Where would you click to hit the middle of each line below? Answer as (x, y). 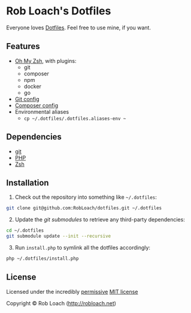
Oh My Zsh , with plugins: (46, 60)
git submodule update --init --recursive (59, 236)
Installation (28, 183)
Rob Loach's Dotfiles (59, 11)
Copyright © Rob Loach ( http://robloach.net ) (61, 303)
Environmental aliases (42, 111)
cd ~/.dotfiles (25, 231)
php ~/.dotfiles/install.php (43, 259)
